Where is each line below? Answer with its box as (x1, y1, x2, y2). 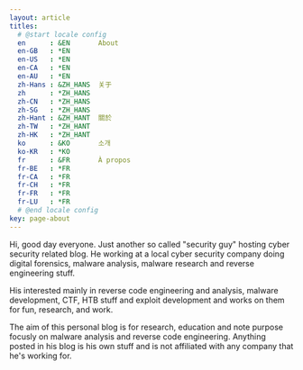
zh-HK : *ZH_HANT (17, 131, 91, 140)
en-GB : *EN (17, 47, 70, 56)
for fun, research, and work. (9, 303, 114, 315)
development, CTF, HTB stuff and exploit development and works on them (9, 294, 286, 305)
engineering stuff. (9, 267, 75, 278)
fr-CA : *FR (17, 172, 70, 181)
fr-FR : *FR (17, 189, 70, 198)
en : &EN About (17, 38, 119, 48)
